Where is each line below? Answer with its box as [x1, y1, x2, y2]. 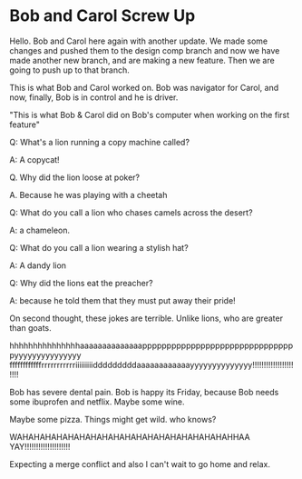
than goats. [9, 322, 52, 333]
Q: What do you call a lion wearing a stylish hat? [9, 242, 189, 253]
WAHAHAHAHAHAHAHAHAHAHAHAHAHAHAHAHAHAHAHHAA [9, 431, 251, 442]
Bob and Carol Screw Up [9, 5, 196, 26]
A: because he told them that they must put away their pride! [9, 294, 236, 305]
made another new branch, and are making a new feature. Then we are [9, 55, 275, 65]
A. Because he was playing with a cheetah [9, 189, 168, 200]
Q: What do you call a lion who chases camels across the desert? [9, 206, 253, 218]
